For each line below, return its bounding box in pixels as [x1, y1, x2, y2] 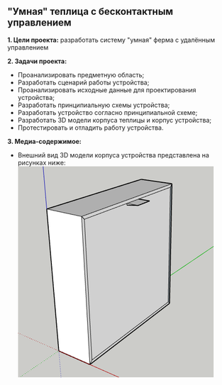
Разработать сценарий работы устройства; [17, 78, 150, 87]
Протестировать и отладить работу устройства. [17, 123, 165, 132]
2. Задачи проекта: [7, 57, 67, 65]
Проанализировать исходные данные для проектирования [17, 85, 196, 94]
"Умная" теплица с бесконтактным [7, 6, 174, 18]
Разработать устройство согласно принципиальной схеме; [17, 108, 198, 116]
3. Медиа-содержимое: [7, 137, 82, 145]
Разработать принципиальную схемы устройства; [17, 101, 170, 109]
